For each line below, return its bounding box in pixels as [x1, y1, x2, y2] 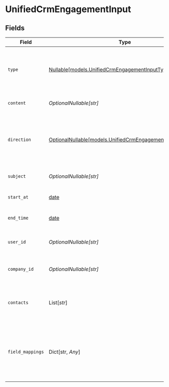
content [8, 100, 26, 106]
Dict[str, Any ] [48, 349, 80, 355]
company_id [8, 266, 34, 272]
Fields [5, 24, 25, 32]
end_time [8, 215, 29, 221]
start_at [8, 195, 29, 200]
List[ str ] [48, 299, 68, 306]
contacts [8, 300, 29, 305]
